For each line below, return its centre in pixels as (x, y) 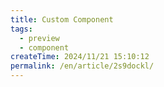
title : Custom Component (62, 19)
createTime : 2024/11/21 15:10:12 (80, 57)
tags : (21, 29)
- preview (39, 38)
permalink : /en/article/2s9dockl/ (82, 66)
